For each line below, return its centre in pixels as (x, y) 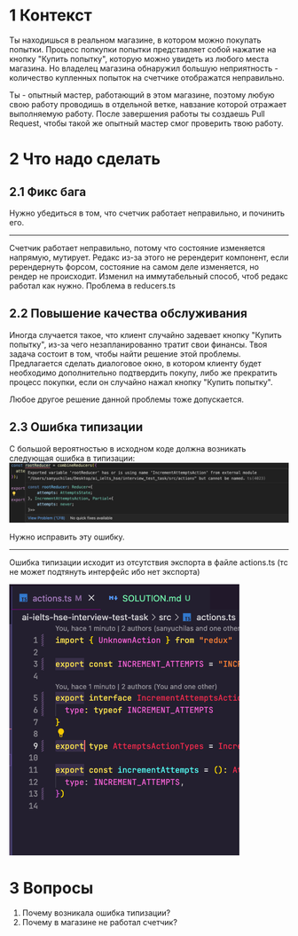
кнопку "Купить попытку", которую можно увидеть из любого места (139, 59)
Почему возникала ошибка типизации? (96, 912)
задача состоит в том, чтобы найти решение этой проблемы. (125, 354)
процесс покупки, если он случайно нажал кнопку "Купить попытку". (141, 381)
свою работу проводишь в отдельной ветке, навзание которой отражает (148, 104)
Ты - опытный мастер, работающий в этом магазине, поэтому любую (142, 95)
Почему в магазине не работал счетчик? (99, 922)
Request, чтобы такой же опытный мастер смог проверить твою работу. (146, 123)
